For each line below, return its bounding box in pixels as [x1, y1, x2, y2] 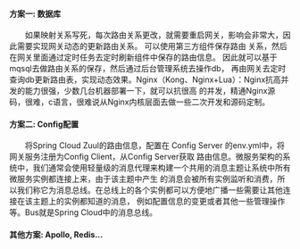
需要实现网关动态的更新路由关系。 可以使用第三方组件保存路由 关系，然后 [16, 41, 287, 52]
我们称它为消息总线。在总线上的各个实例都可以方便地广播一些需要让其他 [16, 185, 283, 195]
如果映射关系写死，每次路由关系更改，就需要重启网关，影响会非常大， [25, 29, 283, 40]
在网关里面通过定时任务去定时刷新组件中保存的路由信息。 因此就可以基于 [9, 52, 278, 62]
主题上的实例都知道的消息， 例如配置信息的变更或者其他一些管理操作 [32, 196, 286, 207]
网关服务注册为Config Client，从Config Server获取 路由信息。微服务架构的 [9, 152, 283, 162]
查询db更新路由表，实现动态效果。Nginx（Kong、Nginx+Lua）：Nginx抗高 [9, 74, 281, 85]
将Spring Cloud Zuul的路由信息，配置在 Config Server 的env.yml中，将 [25, 140, 286, 151]
